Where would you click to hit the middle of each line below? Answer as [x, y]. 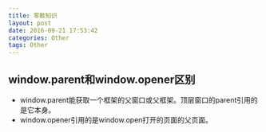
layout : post [30, 23]
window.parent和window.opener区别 [102, 79]
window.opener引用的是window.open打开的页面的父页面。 [116, 119]
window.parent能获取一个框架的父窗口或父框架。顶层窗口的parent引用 [135, 99]
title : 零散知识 [33, 16]
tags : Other [28, 45]
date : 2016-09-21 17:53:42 [53, 30]
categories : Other [39, 38]
